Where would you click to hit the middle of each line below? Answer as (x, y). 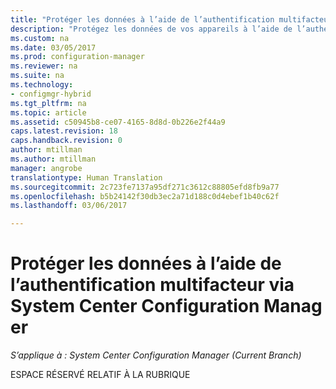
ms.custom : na (40, 38)
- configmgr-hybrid (51, 94)
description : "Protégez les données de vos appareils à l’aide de (151, 29)
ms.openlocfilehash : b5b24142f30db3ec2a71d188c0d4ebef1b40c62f (145, 196)
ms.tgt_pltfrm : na (48, 103)
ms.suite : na (37, 76)
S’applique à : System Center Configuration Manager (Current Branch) (156, 355)
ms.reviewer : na (44, 66)
